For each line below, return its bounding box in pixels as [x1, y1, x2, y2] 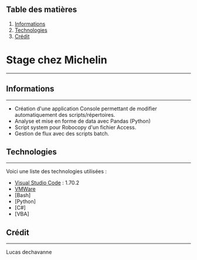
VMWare [14, 185, 36, 193]
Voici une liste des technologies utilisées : [6, 168, 107, 175]
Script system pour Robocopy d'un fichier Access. [14, 123, 137, 131]
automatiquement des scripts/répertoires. [14, 111, 116, 118]
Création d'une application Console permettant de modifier [14, 105, 157, 112]
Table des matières [6, 5, 77, 15]
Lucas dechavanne [6, 249, 52, 256]
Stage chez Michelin [6, 53, 107, 66]
